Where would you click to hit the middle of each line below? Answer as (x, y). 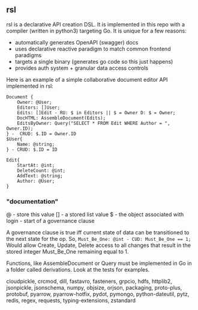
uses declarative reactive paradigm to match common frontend (93, 49)
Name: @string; (36, 144)
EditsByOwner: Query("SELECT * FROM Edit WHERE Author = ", (94, 123)
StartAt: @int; (36, 165)
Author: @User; (36, 181)
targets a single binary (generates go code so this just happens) (94, 61)
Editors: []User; (39, 108)
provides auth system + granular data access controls (82, 68)
